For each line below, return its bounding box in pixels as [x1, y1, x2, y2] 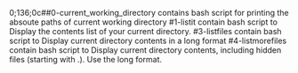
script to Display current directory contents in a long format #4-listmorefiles [9, 35, 287, 46]
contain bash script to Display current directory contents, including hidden [9, 45, 282, 55]
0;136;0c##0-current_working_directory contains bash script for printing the [9, 8, 289, 18]
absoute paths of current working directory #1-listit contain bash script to [9, 17, 278, 27]
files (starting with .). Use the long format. [9, 55, 163, 64]
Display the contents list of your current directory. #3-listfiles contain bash [9, 26, 282, 36]
